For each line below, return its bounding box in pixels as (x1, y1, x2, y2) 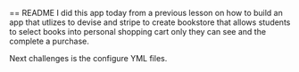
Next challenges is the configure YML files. (9, 53, 168, 63)
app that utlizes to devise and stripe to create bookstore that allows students (9, 17, 291, 28)
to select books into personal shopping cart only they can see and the (9, 27, 266, 36)
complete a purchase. (9, 36, 89, 46)
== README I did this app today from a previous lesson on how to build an (9, 8, 283, 18)
